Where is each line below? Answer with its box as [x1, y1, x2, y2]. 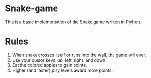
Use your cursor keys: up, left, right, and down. [12, 57, 107, 63]
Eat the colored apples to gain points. [12, 62, 87, 68]
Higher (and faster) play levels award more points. [12, 67, 113, 73]
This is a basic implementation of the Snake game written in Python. [5, 19, 142, 25]
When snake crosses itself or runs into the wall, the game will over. [12, 52, 146, 58]
